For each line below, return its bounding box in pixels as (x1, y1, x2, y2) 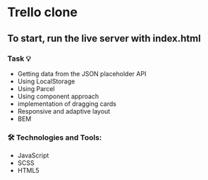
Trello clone (7, 4, 78, 20)
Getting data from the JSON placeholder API (17, 69, 147, 78)
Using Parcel (17, 84, 55, 92)
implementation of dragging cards (17, 100, 116, 108)
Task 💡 (7, 54, 32, 64)
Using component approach (17, 92, 99, 100)
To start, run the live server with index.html (7, 32, 201, 44)
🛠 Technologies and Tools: (7, 132, 102, 142)
